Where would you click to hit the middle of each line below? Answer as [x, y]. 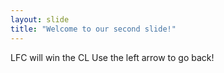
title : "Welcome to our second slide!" [93, 29]
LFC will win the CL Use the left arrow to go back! [112, 57]
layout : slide [40, 19]
